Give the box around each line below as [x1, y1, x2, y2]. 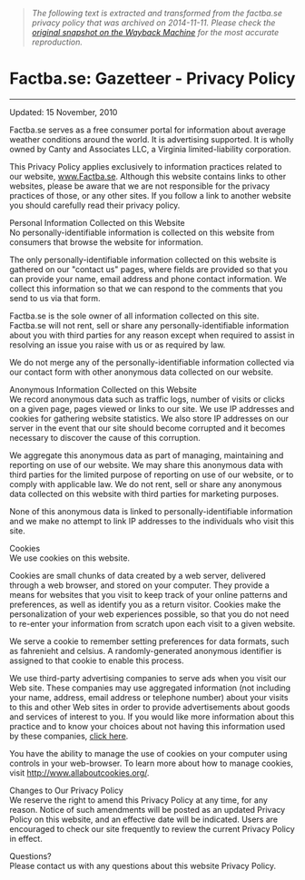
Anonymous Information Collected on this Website [9, 384, 197, 395]
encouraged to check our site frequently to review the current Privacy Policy [9, 823, 295, 834]
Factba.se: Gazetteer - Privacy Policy [9, 68, 296, 89]
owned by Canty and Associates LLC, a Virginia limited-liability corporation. [9, 143, 292, 154]
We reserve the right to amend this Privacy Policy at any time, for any [9, 794, 268, 806]
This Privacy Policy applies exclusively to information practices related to [9, 161, 282, 171]
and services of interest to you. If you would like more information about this [9, 711, 295, 722]
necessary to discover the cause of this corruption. [9, 432, 202, 443]
